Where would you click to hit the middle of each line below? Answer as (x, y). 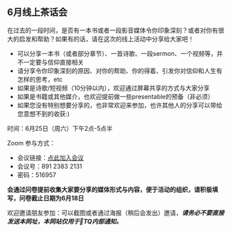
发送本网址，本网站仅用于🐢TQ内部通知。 (65, 221)
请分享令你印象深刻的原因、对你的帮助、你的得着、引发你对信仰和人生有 (119, 70)
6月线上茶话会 (37, 12)
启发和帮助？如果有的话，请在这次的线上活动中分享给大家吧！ (106, 39)
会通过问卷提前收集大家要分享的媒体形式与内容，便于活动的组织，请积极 (109, 189)
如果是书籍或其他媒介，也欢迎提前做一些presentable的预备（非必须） (116, 96)
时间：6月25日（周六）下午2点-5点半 (60, 128)
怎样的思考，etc (40, 79)
